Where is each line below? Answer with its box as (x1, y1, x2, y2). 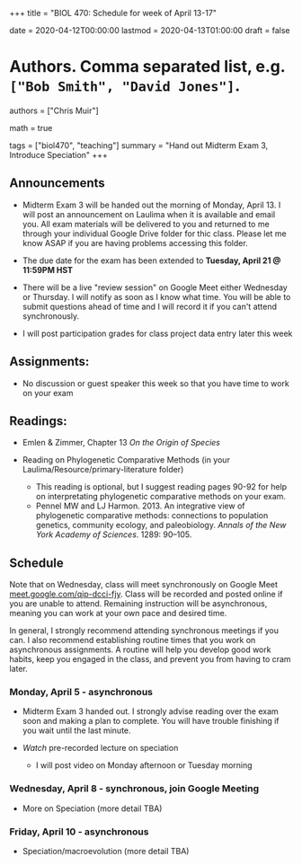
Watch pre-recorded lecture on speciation (22, 743, 179, 754)
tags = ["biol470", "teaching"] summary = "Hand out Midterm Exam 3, (9, 139, 269, 151)
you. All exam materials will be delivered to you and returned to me (22, 218, 270, 229)
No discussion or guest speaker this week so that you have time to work (22, 377, 289, 389)
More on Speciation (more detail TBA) (22, 803, 163, 814)
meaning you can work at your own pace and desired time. (9, 608, 227, 619)
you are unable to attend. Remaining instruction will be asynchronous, (9, 598, 268, 609)
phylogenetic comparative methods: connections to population (35, 510, 269, 521)
